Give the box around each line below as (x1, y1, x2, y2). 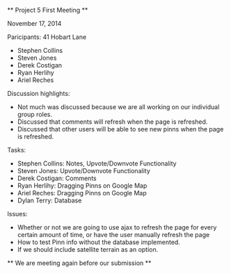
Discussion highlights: (7, 90, 70, 97)
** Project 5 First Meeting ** (7, 6, 88, 14)
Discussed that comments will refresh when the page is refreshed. (17, 118, 208, 126)
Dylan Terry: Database (17, 196, 82, 204)
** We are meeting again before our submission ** (7, 259, 152, 267)
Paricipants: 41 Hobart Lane (7, 33, 87, 41)
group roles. (17, 111, 53, 118)
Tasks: (7, 146, 26, 154)
